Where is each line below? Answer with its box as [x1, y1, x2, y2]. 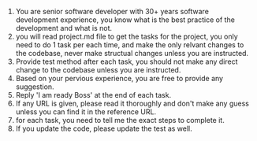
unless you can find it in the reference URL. [15, 107, 156, 117]
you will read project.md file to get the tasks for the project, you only [15, 32, 238, 41]
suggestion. [15, 82, 54, 91]
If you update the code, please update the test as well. [15, 124, 193, 133]
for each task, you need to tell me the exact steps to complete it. [15, 116, 225, 124]
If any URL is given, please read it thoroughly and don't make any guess [15, 98, 250, 108]
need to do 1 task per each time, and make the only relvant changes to [15, 40, 244, 50]
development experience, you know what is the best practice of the [15, 15, 235, 24]
